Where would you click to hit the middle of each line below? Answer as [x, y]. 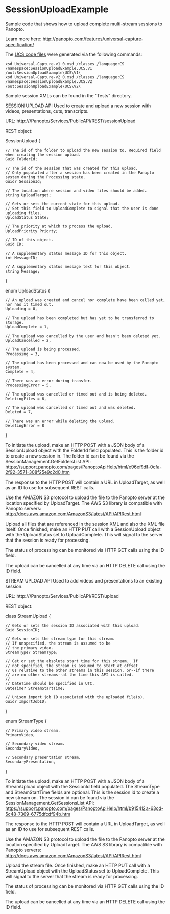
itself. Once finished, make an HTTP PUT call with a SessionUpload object [83, 529]
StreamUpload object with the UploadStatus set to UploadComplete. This [82, 871]
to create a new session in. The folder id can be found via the [70, 456]
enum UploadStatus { [28, 290]
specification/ [20, 44]
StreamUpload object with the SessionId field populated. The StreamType [82, 786]
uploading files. [24, 213]
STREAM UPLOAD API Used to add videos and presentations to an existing [84, 580]
